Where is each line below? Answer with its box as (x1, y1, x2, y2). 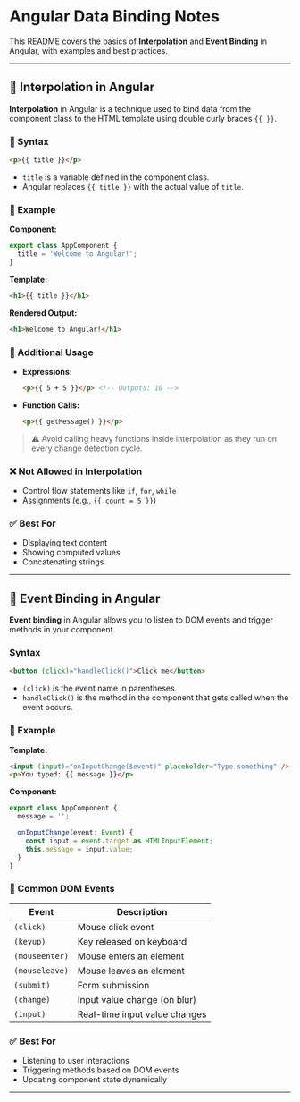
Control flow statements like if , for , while (21, 485, 177, 496)
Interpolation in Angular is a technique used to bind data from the (9, 103, 252, 114)
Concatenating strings (21, 556, 104, 567)
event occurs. (21, 702, 73, 713)
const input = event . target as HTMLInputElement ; (25, 836, 214, 845)
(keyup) (13, 937, 46, 946)
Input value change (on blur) (77, 993, 197, 1005)
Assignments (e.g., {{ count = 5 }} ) (21, 495, 157, 505)
